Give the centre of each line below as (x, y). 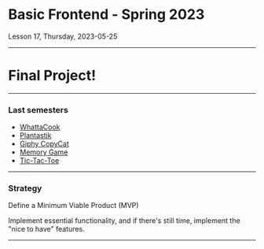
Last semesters (38, 110)
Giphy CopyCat (44, 144)
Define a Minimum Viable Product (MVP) (73, 206)
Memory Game (44, 152)
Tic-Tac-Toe (39, 161)
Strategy (25, 188)
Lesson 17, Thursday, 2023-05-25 (63, 36)
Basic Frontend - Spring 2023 (106, 15)
